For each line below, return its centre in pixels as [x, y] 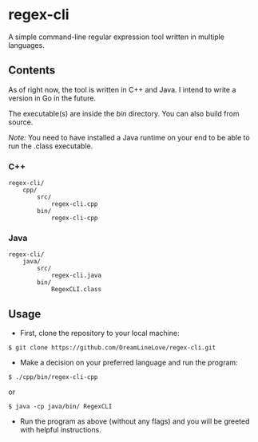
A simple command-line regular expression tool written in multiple [117, 37]
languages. [27, 45]
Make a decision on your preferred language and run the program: [129, 363]
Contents [32, 71]
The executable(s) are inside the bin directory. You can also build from [124, 113]
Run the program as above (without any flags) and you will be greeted [135, 421]
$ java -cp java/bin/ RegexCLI [60, 407]
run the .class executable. [51, 146]
